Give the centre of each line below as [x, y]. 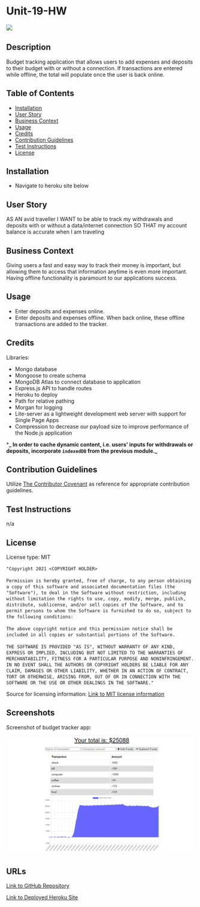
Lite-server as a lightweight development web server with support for [101, 414]
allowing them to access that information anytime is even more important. [97, 272]
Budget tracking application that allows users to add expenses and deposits [100, 62]
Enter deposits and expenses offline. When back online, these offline [100, 318]
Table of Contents [40, 93]
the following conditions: [40, 617]
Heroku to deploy [36, 394]
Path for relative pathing [45, 401]
